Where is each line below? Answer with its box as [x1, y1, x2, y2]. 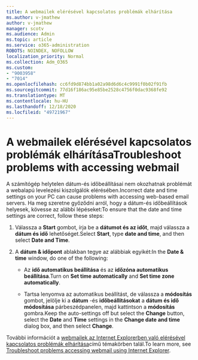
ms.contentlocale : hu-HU [6, 98, 68, 104]
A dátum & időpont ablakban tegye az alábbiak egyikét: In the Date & [14, 248, 184, 256]
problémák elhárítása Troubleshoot [6, 148, 181, 161]
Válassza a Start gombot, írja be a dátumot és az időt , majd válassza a [14, 224, 190, 231]
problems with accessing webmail [6, 160, 179, 174]
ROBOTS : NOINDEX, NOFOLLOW [6, 48, 74, 54]
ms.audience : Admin [6, 31, 55, 37]
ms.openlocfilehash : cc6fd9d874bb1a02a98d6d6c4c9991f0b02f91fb [6, 82, 167, 88]
